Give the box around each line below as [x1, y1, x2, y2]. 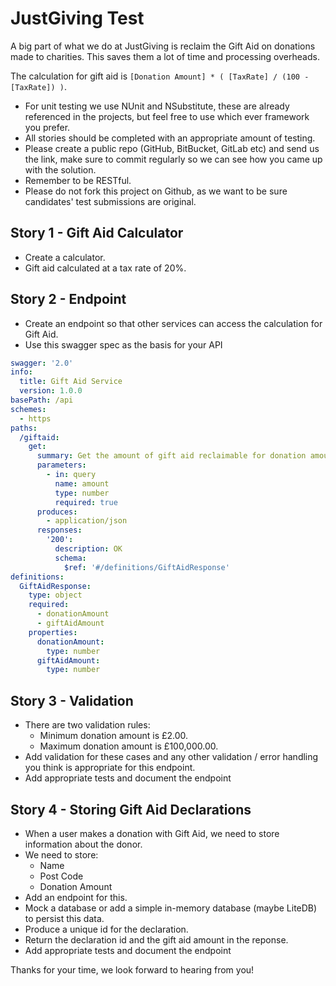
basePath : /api [10, 395, 74, 406]
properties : [28, 627, 78, 637]
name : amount [54, 478, 110, 489]
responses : [36, 525, 83, 536]
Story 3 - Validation [10, 692, 134, 709]
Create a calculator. [24, 251, 106, 263]
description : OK [54, 544, 123, 554]
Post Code [39, 870, 84, 882]
